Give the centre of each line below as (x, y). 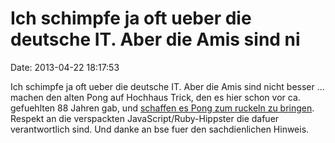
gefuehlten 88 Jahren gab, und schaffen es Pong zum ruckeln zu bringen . (162, 108)
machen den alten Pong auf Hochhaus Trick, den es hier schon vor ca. (155, 97)
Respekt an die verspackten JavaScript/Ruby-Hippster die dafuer (145, 118)
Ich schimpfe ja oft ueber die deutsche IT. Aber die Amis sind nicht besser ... (167, 86)
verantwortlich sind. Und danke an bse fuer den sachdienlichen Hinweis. (160, 129)
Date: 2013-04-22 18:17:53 (65, 67)
